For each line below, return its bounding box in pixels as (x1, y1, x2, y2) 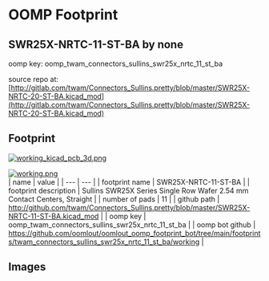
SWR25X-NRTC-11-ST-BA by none (8, 38, 184, 51)
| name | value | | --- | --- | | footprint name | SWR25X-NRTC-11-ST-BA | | (8, 177, 251, 186)
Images (8, 260, 46, 274)
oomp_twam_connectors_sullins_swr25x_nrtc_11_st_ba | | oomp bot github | (8, 219, 256, 230)
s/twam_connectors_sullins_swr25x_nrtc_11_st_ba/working (8, 237, 200, 246)
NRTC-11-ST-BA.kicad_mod (8, 211, 99, 221)
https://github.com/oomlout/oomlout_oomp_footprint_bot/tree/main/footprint (8, 228, 261, 238)
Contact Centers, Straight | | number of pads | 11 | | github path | (8, 194, 220, 204)
